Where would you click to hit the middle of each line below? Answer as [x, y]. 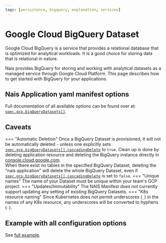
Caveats [18, 127]
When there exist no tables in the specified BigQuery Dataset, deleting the [81, 165]
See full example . [23, 235]
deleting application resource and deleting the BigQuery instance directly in [82, 155]
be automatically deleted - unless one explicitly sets [58, 144]
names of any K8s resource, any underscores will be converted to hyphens [82, 202]
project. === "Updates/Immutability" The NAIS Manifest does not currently [81, 186]
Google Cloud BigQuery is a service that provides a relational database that [82, 48]
